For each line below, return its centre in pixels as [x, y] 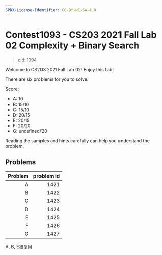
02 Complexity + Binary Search [72, 45]
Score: [12, 89]
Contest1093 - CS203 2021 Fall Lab [81, 35]
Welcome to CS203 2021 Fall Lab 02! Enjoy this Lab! [59, 69]
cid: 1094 [27, 60]
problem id [47, 176]
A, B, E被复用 [19, 247]
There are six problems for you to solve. [47, 79]
